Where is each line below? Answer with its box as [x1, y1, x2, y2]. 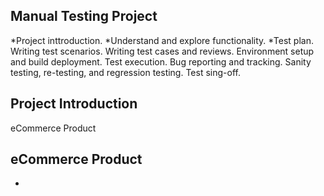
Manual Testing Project [10, 8, 158, 25]
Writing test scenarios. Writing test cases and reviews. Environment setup [10, 45, 315, 57]
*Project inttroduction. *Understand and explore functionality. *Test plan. [10, 34, 315, 46]
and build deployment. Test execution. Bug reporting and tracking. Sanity [10, 55, 312, 68]
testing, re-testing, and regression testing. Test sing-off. [10, 66, 241, 78]
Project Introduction [10, 95, 138, 113]
